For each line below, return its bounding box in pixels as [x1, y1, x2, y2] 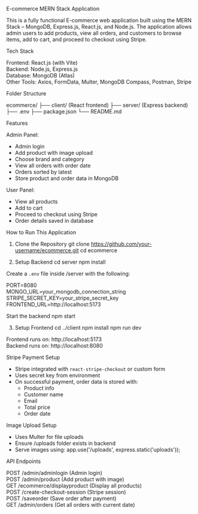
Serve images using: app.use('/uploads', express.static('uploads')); [14, 446, 181, 453]
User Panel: [6, 186, 35, 193]
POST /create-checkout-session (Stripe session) [6, 489, 127, 495]
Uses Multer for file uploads [14, 434, 84, 440]
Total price [23, 404, 51, 411]
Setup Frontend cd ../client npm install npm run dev [14, 324, 142, 331]
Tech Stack [6, 47, 34, 55]
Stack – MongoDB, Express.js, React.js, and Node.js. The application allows [6, 23, 192, 30]
